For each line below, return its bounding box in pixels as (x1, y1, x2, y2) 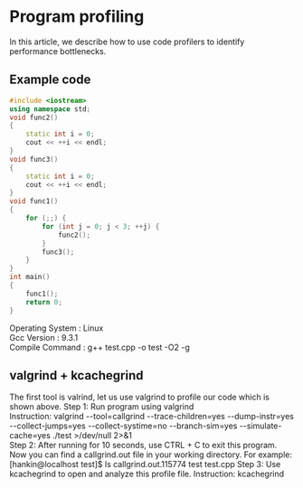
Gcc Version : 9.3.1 (9, 332, 79, 343)
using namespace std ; (9, 104, 91, 114)
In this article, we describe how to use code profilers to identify (9, 36, 245, 47)
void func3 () (9, 155, 59, 164)
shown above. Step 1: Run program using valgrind (9, 401, 194, 412)
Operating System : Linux (9, 323, 104, 333)
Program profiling (9, 6, 145, 27)
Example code (9, 72, 91, 88)
